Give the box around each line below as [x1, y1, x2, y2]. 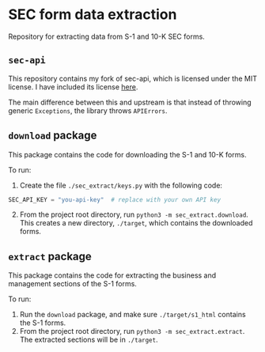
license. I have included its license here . [8, 81, 138, 92]
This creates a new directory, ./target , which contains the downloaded [19, 218, 253, 228]
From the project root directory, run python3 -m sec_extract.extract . [19, 327, 245, 336]
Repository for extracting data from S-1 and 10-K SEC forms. [8, 32, 206, 41]
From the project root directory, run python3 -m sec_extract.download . [19, 210, 249, 219]
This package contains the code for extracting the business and [8, 271, 217, 280]
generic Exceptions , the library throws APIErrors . [8, 105, 168, 115]
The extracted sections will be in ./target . [19, 335, 158, 345]
